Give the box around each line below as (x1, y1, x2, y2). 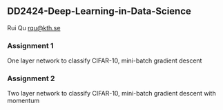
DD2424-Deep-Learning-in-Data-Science (7, 5, 192, 17)
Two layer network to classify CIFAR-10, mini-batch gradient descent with (7, 89, 216, 98)
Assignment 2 (7, 74, 55, 83)
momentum (7, 96, 40, 105)
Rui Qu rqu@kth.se (7, 23, 61, 32)
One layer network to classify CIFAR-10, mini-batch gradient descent (7, 56, 202, 65)
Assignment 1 (7, 41, 54, 50)
